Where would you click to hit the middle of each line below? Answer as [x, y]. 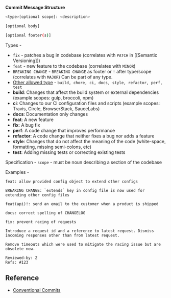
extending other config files [38, 195]
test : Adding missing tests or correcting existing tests [69, 152]
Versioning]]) [27, 61]
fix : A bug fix [26, 125]
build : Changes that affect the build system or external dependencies [86, 92]
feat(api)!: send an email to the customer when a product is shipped [82, 204]
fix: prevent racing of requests [41, 222]
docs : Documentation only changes [50, 114]
